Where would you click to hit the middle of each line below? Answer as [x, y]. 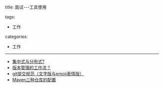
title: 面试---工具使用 [26, 7]
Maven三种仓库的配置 [34, 80]
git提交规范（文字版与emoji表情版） [48, 74]
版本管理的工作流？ [31, 68]
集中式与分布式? [28, 61]
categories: [16, 36]
